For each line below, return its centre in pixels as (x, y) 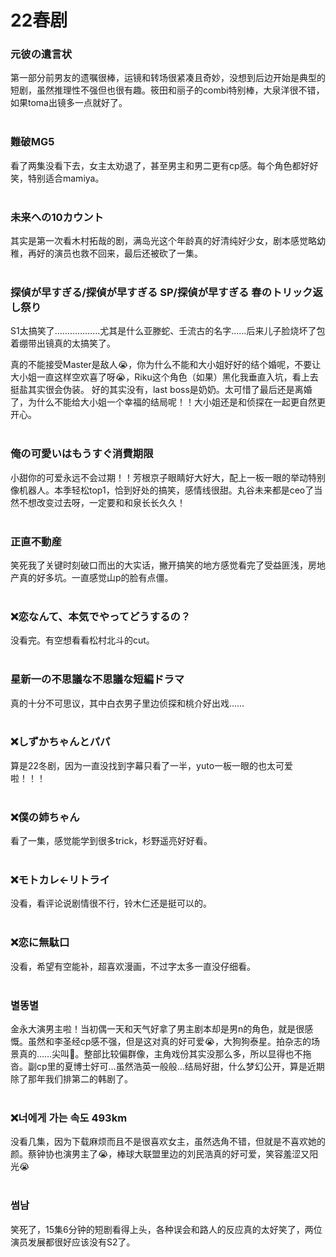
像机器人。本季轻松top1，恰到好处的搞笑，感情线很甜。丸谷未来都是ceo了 (162, 490)
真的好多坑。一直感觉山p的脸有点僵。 (96, 577)
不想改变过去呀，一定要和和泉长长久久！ (102, 502)
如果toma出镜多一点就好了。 (69, 103)
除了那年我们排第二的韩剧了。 (71, 1079)
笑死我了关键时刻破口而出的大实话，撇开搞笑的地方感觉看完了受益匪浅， (159, 565)
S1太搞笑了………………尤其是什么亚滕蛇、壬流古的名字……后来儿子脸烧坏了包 (168, 331)
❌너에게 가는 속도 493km (69, 1118)
